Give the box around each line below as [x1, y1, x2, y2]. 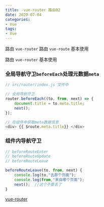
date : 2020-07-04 [5, 12, 42, 17]
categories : [5, 17, 30, 22]
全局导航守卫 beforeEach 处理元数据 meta [5, 70, 99, 77]
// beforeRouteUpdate [5, 154, 51, 159]
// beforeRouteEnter [5, 149, 49, 154]
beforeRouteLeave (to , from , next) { [5, 168, 82, 173]
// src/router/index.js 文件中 [5, 82, 69, 87]
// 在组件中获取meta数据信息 [5, 120, 59, 125]
